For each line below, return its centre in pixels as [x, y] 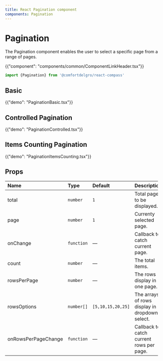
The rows [145, 274]
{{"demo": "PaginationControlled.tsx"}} [44, 129]
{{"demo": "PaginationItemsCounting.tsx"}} [48, 156]
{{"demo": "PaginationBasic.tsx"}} [39, 102]
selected [144, 220]
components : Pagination [29, 14]
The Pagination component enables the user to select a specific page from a [81, 52]
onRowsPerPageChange [35, 339]
